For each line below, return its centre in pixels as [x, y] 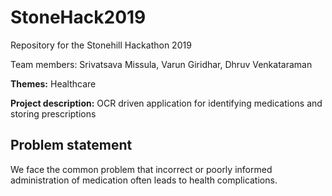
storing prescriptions [53, 113]
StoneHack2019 [78, 17]
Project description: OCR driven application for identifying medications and [166, 103]
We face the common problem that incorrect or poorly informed [141, 169]
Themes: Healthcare [53, 83]
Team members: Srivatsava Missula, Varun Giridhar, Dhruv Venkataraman [161, 64]
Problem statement [71, 145]
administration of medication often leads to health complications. [144, 180]
